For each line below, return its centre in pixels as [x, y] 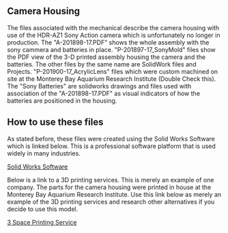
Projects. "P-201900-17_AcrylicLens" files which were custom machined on [113, 71]
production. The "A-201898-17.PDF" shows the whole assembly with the [108, 42]
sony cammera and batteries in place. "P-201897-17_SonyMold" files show [112, 49]
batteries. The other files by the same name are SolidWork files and [102, 64]
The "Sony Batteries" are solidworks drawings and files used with [99, 86]
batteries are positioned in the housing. [62, 100]
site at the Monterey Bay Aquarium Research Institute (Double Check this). [112, 79]
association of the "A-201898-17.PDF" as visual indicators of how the [103, 93]
